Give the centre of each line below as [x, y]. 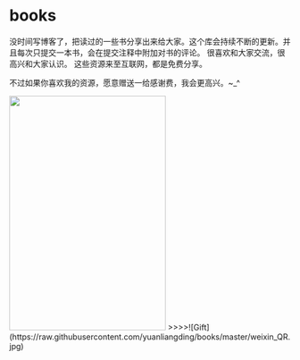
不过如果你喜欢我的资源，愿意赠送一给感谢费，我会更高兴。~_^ [125, 82]
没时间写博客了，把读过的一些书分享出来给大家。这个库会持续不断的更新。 [146, 41]
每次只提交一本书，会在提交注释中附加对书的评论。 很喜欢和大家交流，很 [151, 52]
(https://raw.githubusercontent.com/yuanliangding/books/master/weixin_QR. [150, 337]
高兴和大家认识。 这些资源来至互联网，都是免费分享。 [108, 63]
